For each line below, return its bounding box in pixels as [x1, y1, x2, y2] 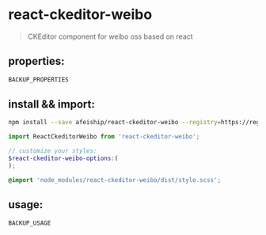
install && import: [8, 97, 95, 112]
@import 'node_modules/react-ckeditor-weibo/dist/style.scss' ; [8, 176, 222, 184]
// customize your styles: [8, 147, 97, 155]
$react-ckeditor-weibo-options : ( [8, 154, 119, 163]
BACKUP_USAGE [8, 219, 51, 227]
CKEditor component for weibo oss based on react [27, 32, 193, 41]
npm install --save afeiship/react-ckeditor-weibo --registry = [8, 119, 222, 127]
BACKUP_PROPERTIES [8, 75, 69, 84]
